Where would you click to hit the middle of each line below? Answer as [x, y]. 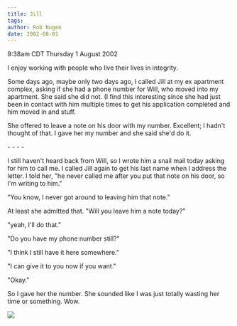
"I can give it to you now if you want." [62, 266]
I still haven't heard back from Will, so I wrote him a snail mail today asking [116, 161]
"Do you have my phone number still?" [64, 238]
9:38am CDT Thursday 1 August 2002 [63, 54]
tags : [15, 21]
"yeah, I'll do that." [34, 225]
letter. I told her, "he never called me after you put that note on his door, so [116, 176]
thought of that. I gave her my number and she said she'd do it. [99, 133]
